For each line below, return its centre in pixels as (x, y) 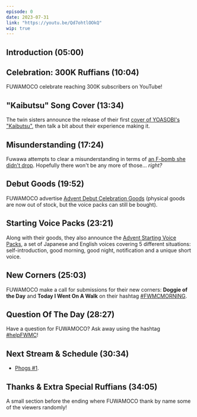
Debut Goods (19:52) (45, 184)
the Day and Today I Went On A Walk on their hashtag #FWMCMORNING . (97, 296)
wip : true (18, 28)
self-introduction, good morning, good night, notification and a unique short (99, 250)
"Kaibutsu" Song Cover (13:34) (65, 105)
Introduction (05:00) (45, 52)
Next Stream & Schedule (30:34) (68, 354)
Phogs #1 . (27, 368)
